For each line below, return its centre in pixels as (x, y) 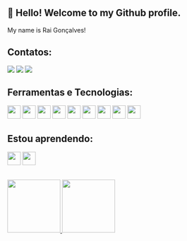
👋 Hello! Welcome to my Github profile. (94, 13)
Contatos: (30, 53)
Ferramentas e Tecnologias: (70, 93)
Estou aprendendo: (50, 139)
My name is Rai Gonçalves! (47, 30)
